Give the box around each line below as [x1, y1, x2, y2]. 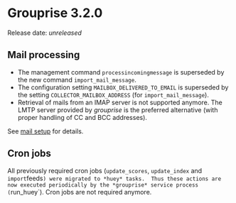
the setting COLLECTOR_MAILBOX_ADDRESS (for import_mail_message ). [17, 90, 210, 99]
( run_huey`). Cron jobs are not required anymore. [7, 187, 152, 196]
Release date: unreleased [7, 28, 82, 37]
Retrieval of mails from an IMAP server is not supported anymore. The [17, 98, 222, 106]
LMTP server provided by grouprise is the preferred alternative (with [17, 105, 218, 114]
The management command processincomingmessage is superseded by [17, 67, 225, 76]
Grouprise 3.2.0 [7, 5, 103, 21]
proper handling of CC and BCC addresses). [17, 113, 148, 121]
